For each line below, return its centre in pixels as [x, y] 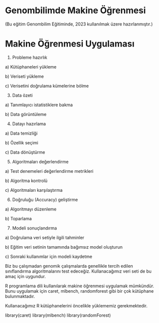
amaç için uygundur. [26, 276]
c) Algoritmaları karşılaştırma [34, 190]
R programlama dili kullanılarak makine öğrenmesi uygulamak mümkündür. [80, 286]
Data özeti [22, 95]
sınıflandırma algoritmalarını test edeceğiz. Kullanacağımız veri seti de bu [79, 271]
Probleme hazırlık [30, 57]
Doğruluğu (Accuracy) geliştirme [45, 199]
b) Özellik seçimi [22, 142]
